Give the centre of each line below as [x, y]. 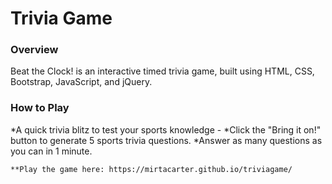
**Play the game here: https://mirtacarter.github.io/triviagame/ [151, 169]
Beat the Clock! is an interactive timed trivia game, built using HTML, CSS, [162, 71]
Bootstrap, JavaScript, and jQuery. [81, 82]
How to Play [40, 108]
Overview [34, 50]
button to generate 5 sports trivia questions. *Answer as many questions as [166, 140]
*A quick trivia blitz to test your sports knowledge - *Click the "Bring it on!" [166, 129]
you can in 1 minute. [51, 151]
